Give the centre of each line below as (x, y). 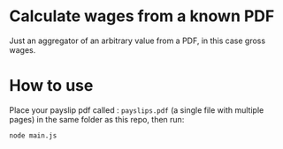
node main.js (33, 135)
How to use (51, 86)
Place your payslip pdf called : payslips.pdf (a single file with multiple (137, 110)
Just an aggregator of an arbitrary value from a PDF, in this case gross (138, 41)
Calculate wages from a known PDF (142, 16)
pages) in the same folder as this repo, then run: (97, 119)
